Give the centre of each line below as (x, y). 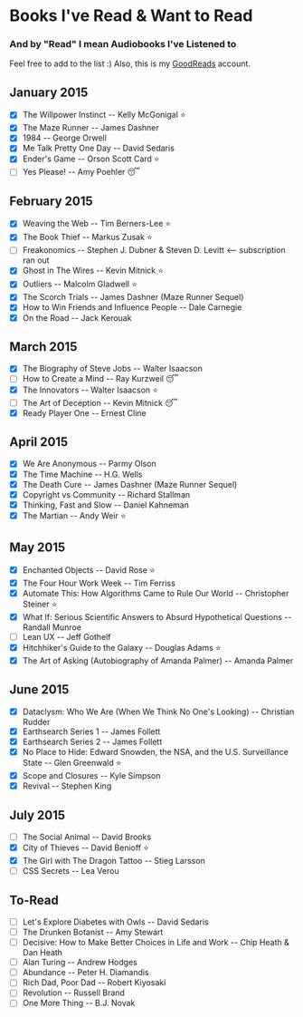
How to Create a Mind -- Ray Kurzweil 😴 (100, 379)
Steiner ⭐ (40, 604)
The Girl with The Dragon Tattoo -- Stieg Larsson (114, 860)
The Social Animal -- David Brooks (87, 837)
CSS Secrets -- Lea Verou (71, 871)
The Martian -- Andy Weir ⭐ (74, 515)
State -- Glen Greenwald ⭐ (72, 762)
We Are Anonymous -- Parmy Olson (89, 464)
